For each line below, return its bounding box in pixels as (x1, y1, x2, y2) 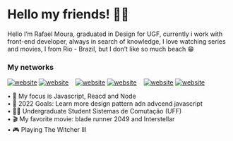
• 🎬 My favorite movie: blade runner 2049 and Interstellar (7, 115, 175, 123)
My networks (7, 62, 54, 72)
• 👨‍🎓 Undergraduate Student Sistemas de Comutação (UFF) (7, 107, 182, 116)
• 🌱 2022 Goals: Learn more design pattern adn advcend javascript (7, 99, 203, 108)
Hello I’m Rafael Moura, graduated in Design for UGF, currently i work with (7, 30, 223, 38)
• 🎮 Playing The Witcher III (7, 125, 87, 134)
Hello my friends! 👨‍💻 (7, 6, 129, 23)
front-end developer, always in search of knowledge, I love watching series (7, 37, 226, 45)
